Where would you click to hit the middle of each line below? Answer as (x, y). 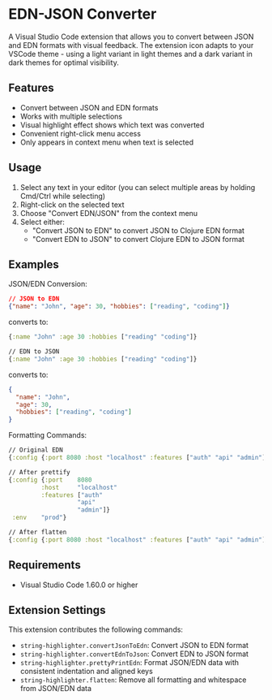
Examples (34, 264)
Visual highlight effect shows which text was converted (112, 125)
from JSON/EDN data (55, 689)
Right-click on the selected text (72, 205)
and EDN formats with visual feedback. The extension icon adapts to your (131, 45)
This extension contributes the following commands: (96, 629)
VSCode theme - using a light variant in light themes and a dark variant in (130, 54)
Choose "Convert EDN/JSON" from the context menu (109, 213)
